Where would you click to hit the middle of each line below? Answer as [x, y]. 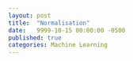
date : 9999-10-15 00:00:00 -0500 [67, 30]
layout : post [30, 15]
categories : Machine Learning [58, 45]
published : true [35, 38]
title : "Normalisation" [49, 23]
